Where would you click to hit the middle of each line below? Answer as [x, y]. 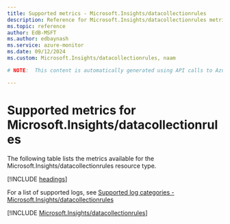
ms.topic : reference [37, 26]
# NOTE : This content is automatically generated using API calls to [110, 70]
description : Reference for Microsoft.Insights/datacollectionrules [107, 20]
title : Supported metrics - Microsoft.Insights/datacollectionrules [107, 13]
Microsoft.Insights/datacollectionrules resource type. [82, 166]
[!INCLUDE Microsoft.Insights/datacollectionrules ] [78, 212]
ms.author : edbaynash [38, 39]
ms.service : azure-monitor [46, 45]
